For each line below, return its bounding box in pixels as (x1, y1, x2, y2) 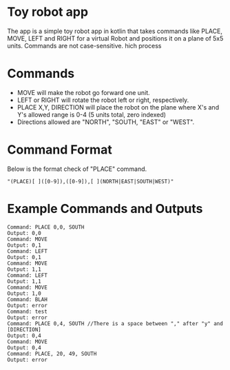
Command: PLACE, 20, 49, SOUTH (7, 350, 97, 357)
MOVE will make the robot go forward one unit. (17, 88, 150, 96)
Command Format (7, 142, 112, 158)
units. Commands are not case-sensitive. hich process (7, 41, 162, 50)
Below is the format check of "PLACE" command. (7, 165, 147, 173)
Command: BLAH (7, 296, 48, 303)
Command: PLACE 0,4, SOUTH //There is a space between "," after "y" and (7, 320, 224, 327)
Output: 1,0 (7, 290, 41, 297)
